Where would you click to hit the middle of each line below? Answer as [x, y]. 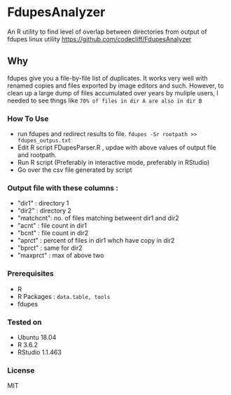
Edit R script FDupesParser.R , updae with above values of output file [117, 147]
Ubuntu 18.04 [37, 337]
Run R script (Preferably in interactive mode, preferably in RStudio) [113, 163]
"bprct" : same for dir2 [50, 248]
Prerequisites [30, 274]
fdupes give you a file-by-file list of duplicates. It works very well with [107, 78]
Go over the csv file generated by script [75, 170]
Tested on [24, 322]
